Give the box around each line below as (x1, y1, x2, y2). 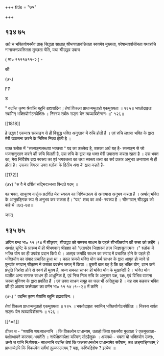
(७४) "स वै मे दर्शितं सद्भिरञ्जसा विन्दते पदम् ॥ (5, 181, 78, 187)
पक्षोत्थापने (5, 333, 21, 340)
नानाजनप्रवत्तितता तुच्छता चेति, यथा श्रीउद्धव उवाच (5, 47, 80, 52)
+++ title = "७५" (5, 4, 37, 10)
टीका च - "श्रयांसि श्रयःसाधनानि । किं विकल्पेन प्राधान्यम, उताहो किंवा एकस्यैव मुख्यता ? (5, 328, 138, 334)
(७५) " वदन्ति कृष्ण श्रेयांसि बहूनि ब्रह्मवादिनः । (5, 293, 75, 299)
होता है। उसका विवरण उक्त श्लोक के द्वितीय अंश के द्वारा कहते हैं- (5, 162, 105, 168)
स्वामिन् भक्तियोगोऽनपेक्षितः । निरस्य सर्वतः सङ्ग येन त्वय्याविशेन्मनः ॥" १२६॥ (5, 110, 124, 117)
